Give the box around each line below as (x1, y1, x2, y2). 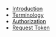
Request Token (12, 24, 50, 31)
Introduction (12, 5, 43, 12)
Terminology (12, 11, 44, 18)
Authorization (12, 18, 47, 24)
